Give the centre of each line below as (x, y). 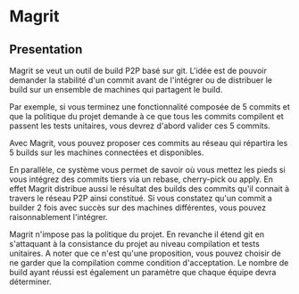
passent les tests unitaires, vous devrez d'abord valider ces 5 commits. (140, 126)
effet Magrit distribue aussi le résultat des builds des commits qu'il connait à (149, 188)
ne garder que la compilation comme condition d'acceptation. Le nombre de (149, 263)
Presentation (46, 49)
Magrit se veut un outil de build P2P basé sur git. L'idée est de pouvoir (138, 70)
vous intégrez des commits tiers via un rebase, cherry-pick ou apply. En (141, 179)
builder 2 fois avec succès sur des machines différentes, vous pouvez (138, 208)
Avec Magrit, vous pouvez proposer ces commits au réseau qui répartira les (149, 143)
